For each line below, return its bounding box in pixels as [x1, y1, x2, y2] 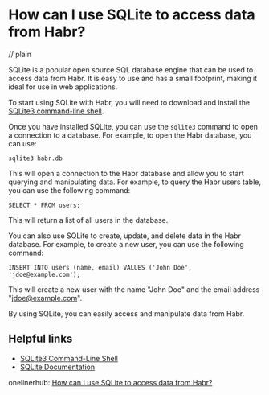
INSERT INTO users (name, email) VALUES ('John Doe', [8, 263, 193, 271]
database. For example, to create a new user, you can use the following [8, 239, 245, 249]
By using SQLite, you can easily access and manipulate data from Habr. [8, 308, 245, 319]
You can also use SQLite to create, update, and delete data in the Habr [8, 231, 241, 241]
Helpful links [8, 332, 73, 346]
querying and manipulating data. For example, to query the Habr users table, [8, 177, 261, 187]
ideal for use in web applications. [8, 82, 118, 92]
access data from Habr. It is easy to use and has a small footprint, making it [8, 73, 258, 83]
